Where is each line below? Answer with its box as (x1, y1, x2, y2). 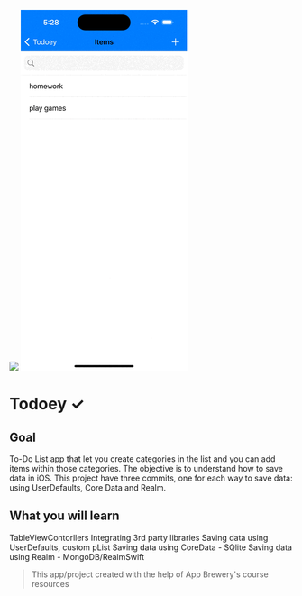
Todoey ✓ (9, 394, 85, 415)
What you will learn (9, 509, 120, 524)
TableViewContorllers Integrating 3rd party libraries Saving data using (9, 532, 269, 543)
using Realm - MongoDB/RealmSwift (9, 551, 145, 562)
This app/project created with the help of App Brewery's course (31, 569, 269, 580)
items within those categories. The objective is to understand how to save (9, 463, 284, 473)
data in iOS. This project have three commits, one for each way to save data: (9, 472, 293, 483)
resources (31, 578, 69, 589)
